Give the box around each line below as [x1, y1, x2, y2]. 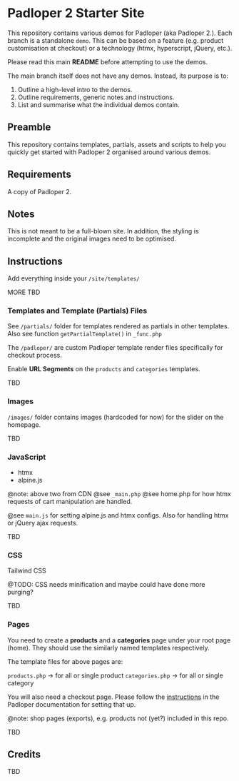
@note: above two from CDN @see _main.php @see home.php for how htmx [7, 490, 232, 498]
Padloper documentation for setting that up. [7, 700, 136, 708]
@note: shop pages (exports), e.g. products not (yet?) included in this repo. [7, 714, 229, 722]
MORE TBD [7, 288, 41, 297]
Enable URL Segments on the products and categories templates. [7, 365, 200, 373]
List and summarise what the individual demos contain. [17, 100, 180, 109]
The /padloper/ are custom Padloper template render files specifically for [7, 343, 223, 352]
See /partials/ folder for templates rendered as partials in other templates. [7, 322, 230, 331]
